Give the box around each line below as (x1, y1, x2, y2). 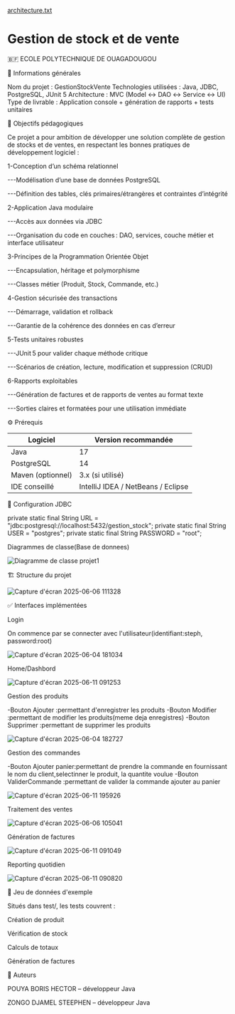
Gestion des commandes (7, 748, 80, 757)
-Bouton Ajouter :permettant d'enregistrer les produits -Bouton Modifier (7, 705, 217, 714)
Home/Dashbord (7, 664, 56, 673)
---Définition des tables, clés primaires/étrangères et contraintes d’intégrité (7, 189, 229, 198)
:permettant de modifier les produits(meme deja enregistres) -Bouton (7, 713, 210, 722)
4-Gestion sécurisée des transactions (7, 294, 118, 302)
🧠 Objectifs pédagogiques (7, 119, 84, 128)
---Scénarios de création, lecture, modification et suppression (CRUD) (7, 363, 213, 371)
